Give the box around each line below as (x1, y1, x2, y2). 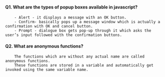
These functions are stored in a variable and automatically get (14, 63, 154, 68)
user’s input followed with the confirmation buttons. (5, 32, 122, 37)
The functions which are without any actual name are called (14, 54, 144, 59)
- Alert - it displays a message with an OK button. (14, 15, 127, 20)
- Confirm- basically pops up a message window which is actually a (14, 19, 160, 24)
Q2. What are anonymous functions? (5, 43, 84, 49)
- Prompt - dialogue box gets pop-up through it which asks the (14, 28, 151, 33)
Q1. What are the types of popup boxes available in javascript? (5, 4, 138, 10)
